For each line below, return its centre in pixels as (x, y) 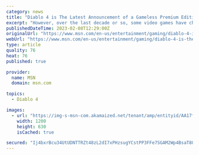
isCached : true (36, 132)
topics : (16, 94)
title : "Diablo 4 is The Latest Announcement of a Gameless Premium (92, 17)
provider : (18, 72)
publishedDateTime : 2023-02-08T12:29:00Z (58, 28)
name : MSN (23, 78)
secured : (17, 143)
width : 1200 (31, 121)
